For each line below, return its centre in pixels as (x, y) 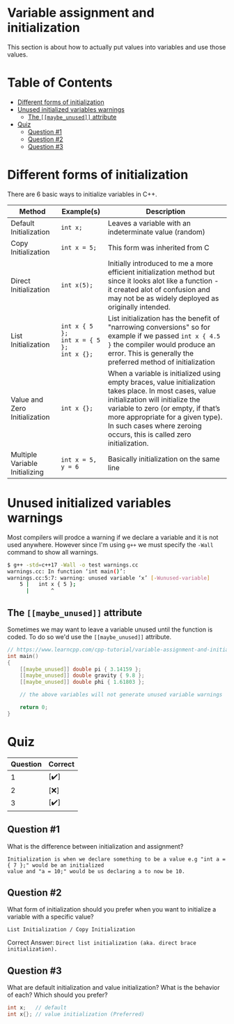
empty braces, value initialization (162, 382)
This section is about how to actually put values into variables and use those (117, 47)
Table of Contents (60, 83)
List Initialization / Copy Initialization (71, 930)
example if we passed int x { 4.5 (164, 335)
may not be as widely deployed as (163, 298)
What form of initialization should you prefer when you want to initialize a (112, 909)
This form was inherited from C (158, 247)
